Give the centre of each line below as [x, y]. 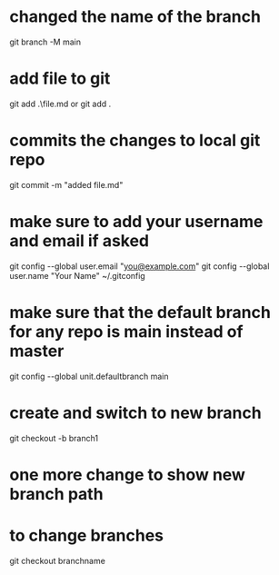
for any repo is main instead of [126, 331]
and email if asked [80, 241]
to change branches [87, 535]
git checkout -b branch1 [54, 438]
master [37, 351]
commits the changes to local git [135, 140]
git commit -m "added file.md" [66, 184]
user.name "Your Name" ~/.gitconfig [77, 275]
